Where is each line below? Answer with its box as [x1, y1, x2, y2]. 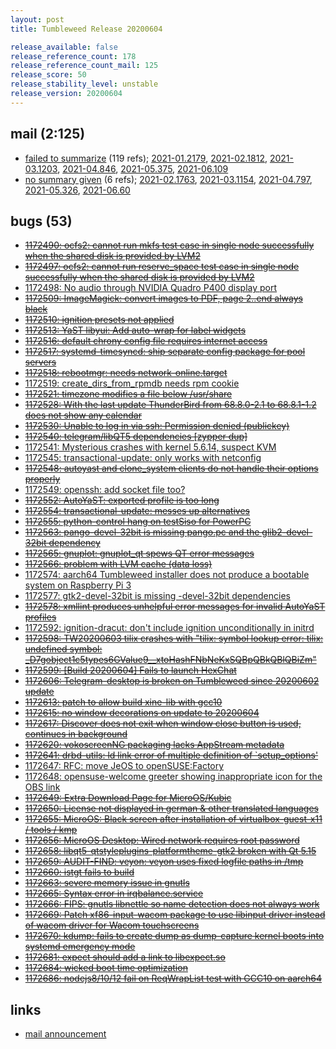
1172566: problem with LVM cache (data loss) [24, 558, 213, 570]
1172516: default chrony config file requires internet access [24, 335, 268, 347]
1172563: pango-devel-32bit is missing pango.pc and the [24, 526, 260, 538]
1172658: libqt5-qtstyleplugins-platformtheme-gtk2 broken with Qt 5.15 [24, 845, 317, 857]
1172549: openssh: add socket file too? [24, 484, 186, 496]
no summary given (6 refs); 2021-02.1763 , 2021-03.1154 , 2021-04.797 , [24, 173, 313, 185]
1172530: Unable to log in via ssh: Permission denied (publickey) [24, 420, 290, 432]
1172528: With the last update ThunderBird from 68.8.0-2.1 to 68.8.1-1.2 [24, 399, 317, 411]
